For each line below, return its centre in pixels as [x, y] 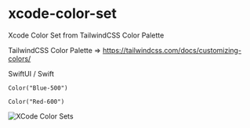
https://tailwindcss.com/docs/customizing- [172, 50]
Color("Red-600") [36, 101]
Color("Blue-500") [38, 88]
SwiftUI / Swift [31, 73]
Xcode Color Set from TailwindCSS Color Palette [86, 35]
